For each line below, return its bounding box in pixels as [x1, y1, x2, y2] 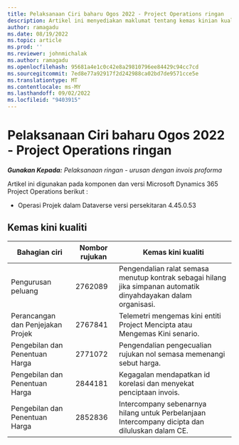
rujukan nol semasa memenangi [118, 349, 225, 359]
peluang [11, 286, 38, 295]
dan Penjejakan [11, 320, 63, 330]
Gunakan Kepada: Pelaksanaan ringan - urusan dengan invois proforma [7, 165, 223, 174]
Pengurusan [11, 277, 52, 287]
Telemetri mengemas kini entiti [118, 310, 222, 320]
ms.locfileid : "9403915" [7, 97, 81, 104]
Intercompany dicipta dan [118, 417, 205, 426]
